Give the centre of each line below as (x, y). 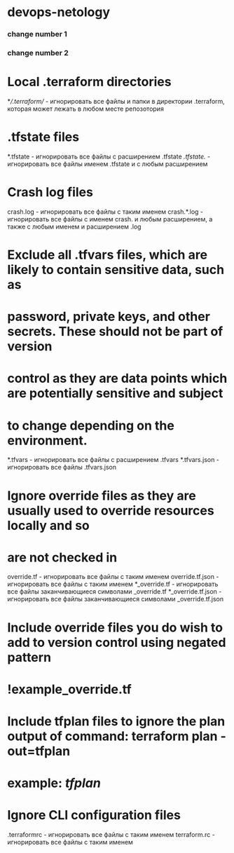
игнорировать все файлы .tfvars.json (62, 468)
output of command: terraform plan (112, 736)
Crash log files (50, 192)
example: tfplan (54, 783)
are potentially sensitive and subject (115, 394)
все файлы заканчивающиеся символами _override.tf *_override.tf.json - (115, 592)
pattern (29, 657)
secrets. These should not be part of (115, 332)
